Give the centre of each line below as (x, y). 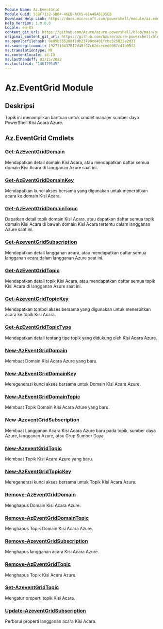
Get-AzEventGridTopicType (38, 327)
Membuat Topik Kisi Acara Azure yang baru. (49, 459)
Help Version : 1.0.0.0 (28, 23)
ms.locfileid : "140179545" (32, 64)
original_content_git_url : (32, 37)
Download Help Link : (26, 18)
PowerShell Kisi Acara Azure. (34, 123)
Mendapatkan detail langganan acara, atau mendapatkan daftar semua (76, 252)
